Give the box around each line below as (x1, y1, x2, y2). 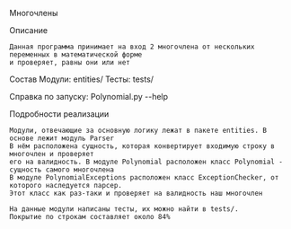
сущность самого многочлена (9, 165, 115, 174)
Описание (9, 25, 48, 35)
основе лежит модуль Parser (9, 134, 115, 143)
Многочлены (9, 8, 58, 18)
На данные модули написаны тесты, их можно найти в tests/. (9, 205, 240, 214)
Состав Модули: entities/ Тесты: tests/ (9, 74, 154, 84)
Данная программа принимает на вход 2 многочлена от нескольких (9, 42, 255, 51)
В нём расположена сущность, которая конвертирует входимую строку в (9, 142, 276, 151)
